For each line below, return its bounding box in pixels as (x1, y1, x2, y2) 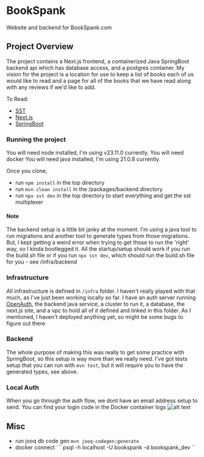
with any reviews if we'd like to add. (6, 83, 96, 91)
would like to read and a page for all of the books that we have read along (6, 77, 191, 84)
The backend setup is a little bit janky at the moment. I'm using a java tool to (6, 226, 197, 233)
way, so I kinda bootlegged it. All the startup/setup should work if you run (6, 245, 191, 253)
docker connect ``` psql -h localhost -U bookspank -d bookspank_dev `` (15, 444, 196, 451)
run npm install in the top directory (15, 179, 105, 186)
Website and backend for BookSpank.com (6, 24, 112, 31)
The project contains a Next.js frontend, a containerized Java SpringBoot (6, 57, 190, 65)
